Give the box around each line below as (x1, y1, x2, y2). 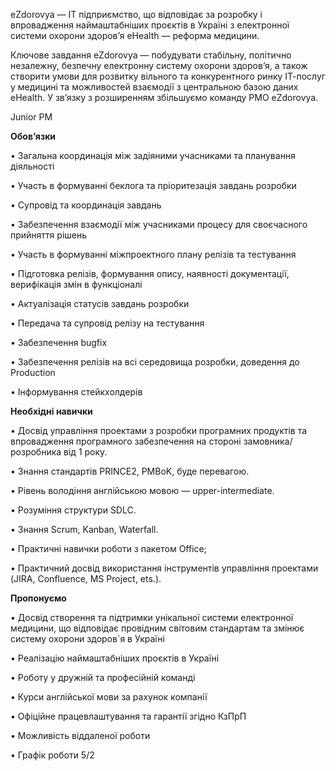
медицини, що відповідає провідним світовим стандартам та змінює (10, 622, 305, 634)
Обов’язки (10, 130, 57, 142)
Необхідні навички (10, 405, 93, 417)
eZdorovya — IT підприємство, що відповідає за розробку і (10, 9, 263, 20)
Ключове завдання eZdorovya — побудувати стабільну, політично (10, 49, 292, 61)
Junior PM (10, 111, 53, 123)
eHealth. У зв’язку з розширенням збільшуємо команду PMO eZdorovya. (10, 92, 319, 103)
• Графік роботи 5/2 (10, 749, 95, 761)
